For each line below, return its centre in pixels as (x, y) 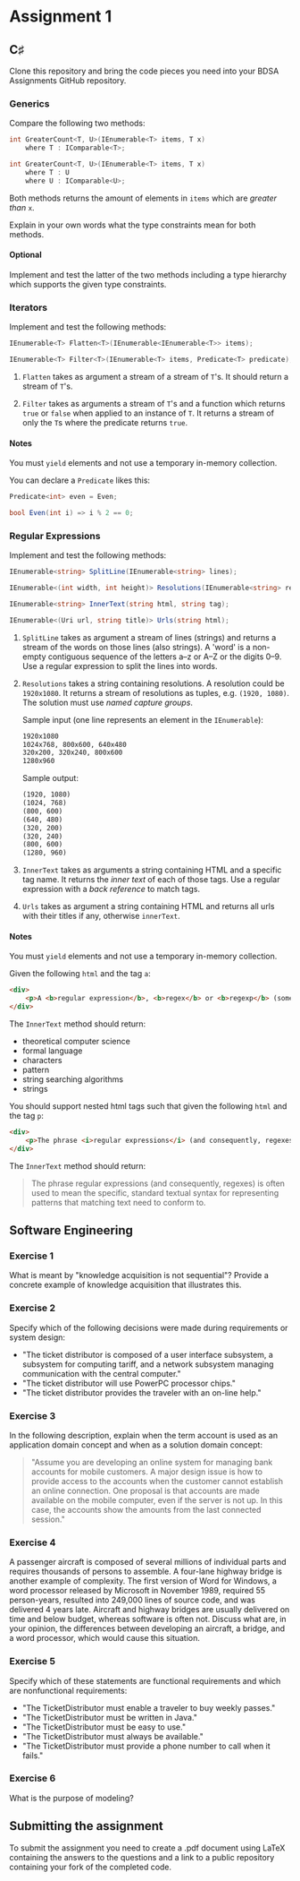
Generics (29, 103)
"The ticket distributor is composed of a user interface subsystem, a (148, 1354)
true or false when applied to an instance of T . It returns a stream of (148, 413)
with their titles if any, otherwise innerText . (101, 916)
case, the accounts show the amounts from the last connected (146, 1509)
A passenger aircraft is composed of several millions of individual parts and (148, 1562)
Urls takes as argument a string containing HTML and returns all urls (148, 906)
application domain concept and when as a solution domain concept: (136, 1445)
